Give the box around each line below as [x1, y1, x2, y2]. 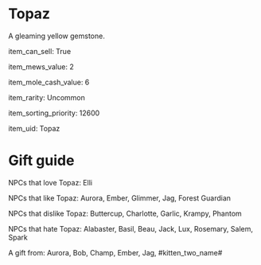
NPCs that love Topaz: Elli [8, 177, 93, 187]
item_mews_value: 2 [8, 61, 74, 72]
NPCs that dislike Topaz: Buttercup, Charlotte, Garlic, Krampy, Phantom [8, 208, 243, 218]
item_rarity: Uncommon [8, 92, 86, 102]
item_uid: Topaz [8, 123, 60, 133]
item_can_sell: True [8, 46, 72, 56]
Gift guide [8, 152, 75, 170]
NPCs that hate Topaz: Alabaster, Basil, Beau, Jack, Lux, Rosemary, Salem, [8, 224, 253, 233]
